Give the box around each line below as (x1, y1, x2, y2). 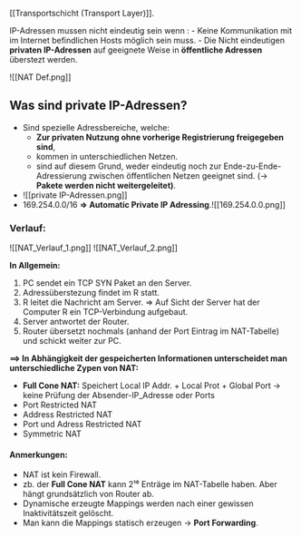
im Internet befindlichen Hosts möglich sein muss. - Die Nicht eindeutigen (9, 35, 286, 45)
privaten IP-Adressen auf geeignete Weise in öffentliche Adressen (9, 44, 263, 55)
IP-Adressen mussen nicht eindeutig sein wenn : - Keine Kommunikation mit (9, 25, 293, 35)
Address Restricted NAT (22, 409, 113, 420)
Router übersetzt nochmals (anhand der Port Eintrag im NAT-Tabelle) (22, 326, 279, 337)
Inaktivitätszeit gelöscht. (22, 508, 114, 519)
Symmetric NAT (22, 428, 82, 439)
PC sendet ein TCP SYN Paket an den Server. (22, 278, 192, 288)
